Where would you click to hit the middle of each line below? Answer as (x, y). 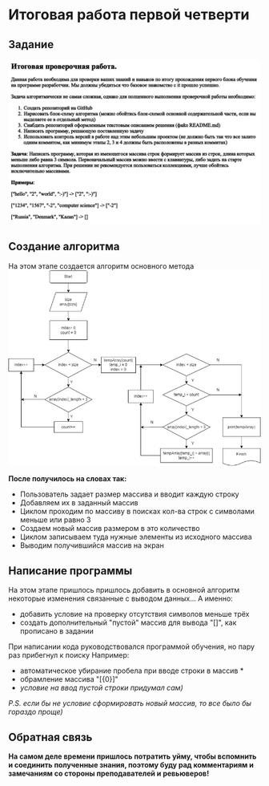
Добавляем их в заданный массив (79, 503)
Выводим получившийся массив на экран (92, 545)
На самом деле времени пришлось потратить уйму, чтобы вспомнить (132, 756)
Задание (31, 45)
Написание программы (70, 571)
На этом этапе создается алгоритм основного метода (101, 265)
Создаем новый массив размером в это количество (110, 529)
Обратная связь (50, 737)
